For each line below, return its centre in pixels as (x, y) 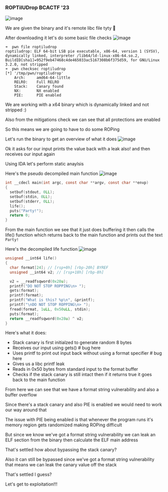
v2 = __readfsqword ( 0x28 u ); (39, 281)
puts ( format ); (24, 314)
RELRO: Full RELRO (36, 82)
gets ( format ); (24, 291)
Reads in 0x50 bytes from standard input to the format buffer (75, 369)
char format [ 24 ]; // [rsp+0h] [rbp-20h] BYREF (59, 267)
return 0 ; (20, 215)
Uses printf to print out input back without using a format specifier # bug (87, 353)
